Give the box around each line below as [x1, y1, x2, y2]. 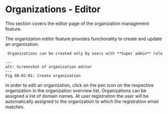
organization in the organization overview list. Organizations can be [5, 88, 147, 94]
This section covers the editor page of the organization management [5, 20, 149, 26]
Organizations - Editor [5, 4, 101, 15]
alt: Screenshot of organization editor [5, 64, 93, 69]
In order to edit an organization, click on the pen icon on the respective [5, 82, 154, 88]
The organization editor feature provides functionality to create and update [5, 36, 162, 42]
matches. [5, 103, 25, 110]
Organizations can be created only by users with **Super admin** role [7, 51, 163, 56]
